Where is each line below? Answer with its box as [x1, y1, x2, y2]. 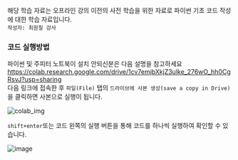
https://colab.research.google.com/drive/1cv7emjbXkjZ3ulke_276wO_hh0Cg [7, 68, 232, 76]
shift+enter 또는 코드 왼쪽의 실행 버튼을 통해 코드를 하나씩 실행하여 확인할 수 [7, 122, 221, 130]
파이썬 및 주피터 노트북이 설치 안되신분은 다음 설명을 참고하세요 [7, 60, 183, 68]
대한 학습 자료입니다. [14, 15, 73, 23]
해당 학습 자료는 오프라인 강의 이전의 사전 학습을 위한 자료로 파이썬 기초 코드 [7, 6, 219, 14]
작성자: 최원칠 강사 [7, 24, 56, 31]
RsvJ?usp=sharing [7, 75, 62, 84]
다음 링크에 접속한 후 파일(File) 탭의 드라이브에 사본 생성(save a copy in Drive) [7, 84, 231, 92]
